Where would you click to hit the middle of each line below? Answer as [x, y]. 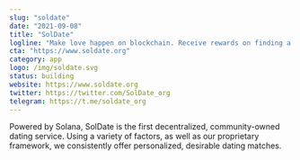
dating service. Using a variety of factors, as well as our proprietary [134, 137]
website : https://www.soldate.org [74, 84]
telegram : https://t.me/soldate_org [78, 101]
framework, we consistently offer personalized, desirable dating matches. [146, 146]
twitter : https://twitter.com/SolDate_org [90, 93]
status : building [42, 76]
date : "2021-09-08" [46, 26]
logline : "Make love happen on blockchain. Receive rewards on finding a [150, 43]
